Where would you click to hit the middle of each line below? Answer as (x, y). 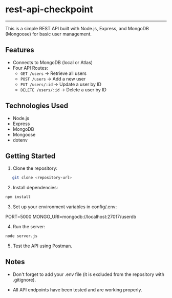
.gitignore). (24, 280)
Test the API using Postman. (42, 246)
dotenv (20, 140)
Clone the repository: (35, 168)
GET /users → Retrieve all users (53, 73)
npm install (18, 197)
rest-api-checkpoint (49, 9)
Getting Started (30, 156)
